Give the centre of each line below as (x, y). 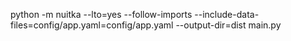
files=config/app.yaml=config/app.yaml (92, 25)
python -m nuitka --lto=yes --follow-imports (101, 14)
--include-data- (227, 14)
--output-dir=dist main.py (228, 25)
